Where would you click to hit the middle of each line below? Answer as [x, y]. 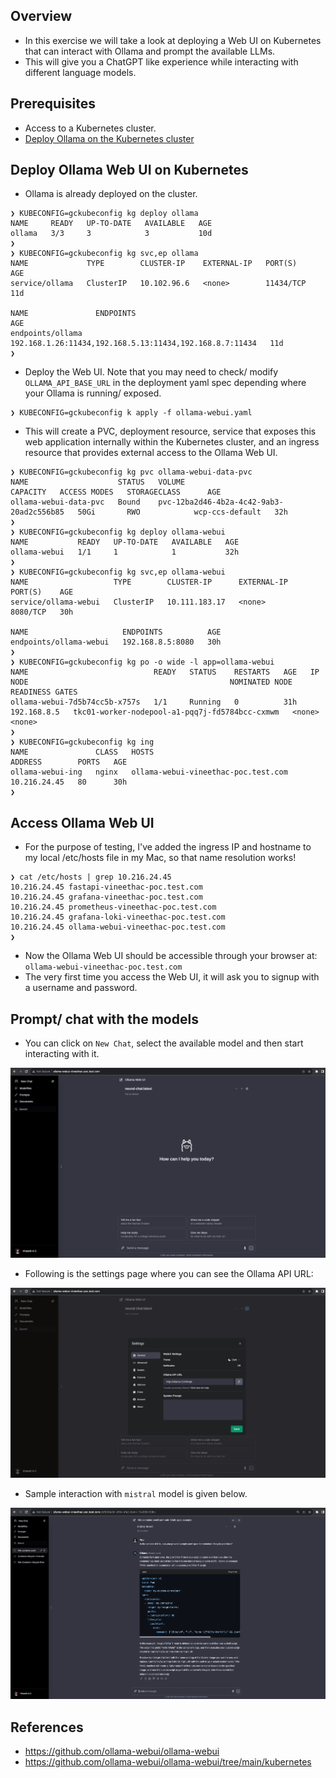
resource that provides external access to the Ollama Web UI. [151, 453]
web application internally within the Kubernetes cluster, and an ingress [172, 442]
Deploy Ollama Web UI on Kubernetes [129, 170]
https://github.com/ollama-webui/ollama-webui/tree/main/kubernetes [168, 1762]
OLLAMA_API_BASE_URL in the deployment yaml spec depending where [165, 383]
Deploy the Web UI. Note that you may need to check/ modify [151, 372]
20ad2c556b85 [37, 512]
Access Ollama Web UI [82, 822]
